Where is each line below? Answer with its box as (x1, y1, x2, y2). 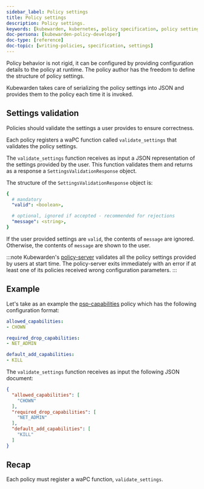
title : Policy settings (6, 15, 67, 21)
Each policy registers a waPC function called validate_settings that (6, 136, 177, 143)
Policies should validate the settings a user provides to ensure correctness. (6, 124, 194, 131)
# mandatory (12, 196, 42, 202)
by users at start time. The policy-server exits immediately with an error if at (6, 259, 196, 267)
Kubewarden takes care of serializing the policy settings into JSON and (6, 84, 184, 91)
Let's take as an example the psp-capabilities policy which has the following (6, 300, 197, 307)
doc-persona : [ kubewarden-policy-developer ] (6, 32, 121, 38)
